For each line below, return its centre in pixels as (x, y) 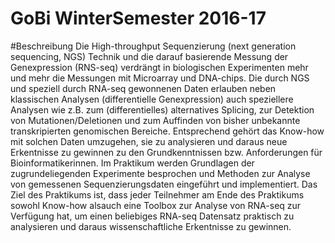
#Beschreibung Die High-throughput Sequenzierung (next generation (153, 46)
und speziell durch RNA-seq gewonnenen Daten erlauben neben (143, 88)
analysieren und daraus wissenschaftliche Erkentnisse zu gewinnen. (151, 226)
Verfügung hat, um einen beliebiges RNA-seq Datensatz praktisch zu (152, 216)
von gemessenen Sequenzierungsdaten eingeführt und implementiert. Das (164, 184)
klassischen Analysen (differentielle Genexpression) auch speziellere (152, 99)
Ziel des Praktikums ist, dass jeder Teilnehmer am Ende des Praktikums (157, 194)
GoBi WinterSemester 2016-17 (138, 18)
